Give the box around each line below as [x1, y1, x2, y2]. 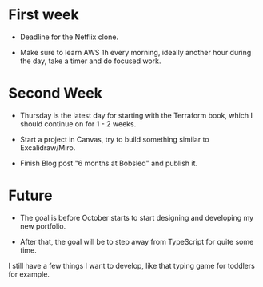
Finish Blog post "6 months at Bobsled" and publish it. [19, 158, 198, 168]
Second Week [8, 84, 102, 102]
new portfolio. [19, 221, 66, 231]
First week [8, 6, 80, 24]
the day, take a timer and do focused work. [19, 56, 161, 66]
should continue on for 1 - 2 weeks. [19, 118, 137, 129]
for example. [8, 269, 50, 279]
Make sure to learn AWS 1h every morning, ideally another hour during [19, 47, 252, 57]
